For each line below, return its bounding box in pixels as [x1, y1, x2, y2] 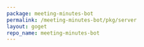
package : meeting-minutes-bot [6, 10, 94, 17]
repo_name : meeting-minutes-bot [6, 29, 100, 37]
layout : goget [6, 23, 48, 30]
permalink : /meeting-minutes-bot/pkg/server [6, 17, 137, 23]
